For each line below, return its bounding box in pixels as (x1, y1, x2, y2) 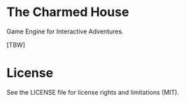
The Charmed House (6, 4, 129, 20)
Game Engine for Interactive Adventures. (6, 27, 124, 35)
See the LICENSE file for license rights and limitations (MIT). (6, 88, 180, 96)
